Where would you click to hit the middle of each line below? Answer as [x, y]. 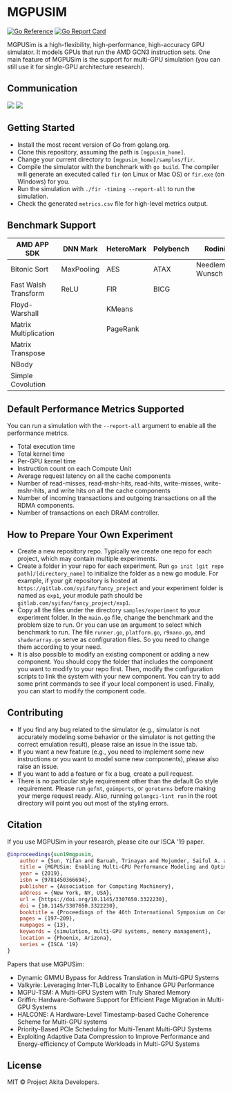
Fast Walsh [28, 285]
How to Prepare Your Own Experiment [90, 534]
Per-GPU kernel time [46, 461]
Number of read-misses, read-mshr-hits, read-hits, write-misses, [110, 483]
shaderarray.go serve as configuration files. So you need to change [113, 639]
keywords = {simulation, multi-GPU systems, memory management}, [116, 932]
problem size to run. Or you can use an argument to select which [109, 625]
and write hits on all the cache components [109, 491]
